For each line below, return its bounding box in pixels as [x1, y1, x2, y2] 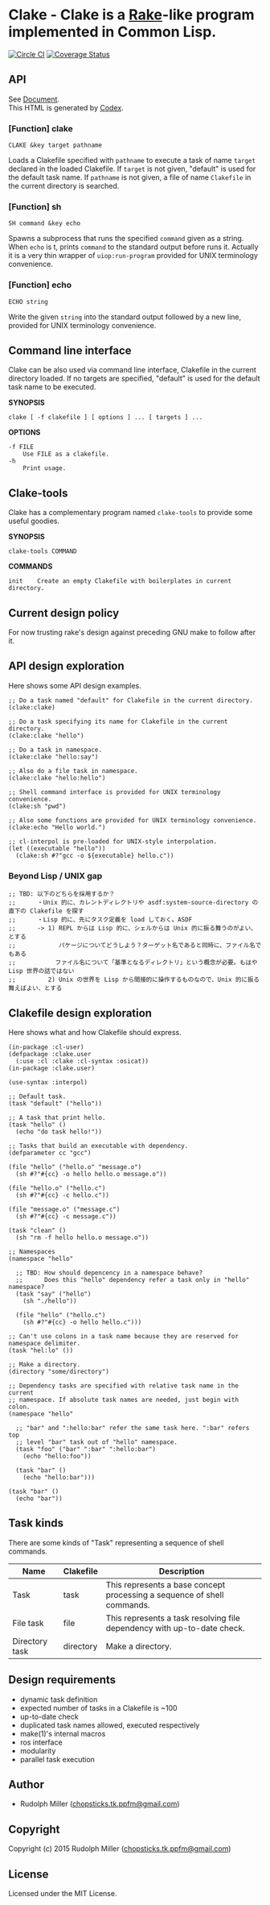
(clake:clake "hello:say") [8, 752, 99, 761]
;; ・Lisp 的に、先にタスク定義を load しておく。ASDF [8, 916, 193, 924]
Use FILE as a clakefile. [22, 450, 110, 459]
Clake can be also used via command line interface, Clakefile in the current [8, 365, 257, 375]
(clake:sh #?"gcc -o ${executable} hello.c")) [15, 851, 174, 859]
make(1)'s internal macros [19, 1728, 106, 1738]
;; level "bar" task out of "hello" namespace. [15, 1438, 178, 1446]
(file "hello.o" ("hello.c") [8, 1184, 106, 1192]
